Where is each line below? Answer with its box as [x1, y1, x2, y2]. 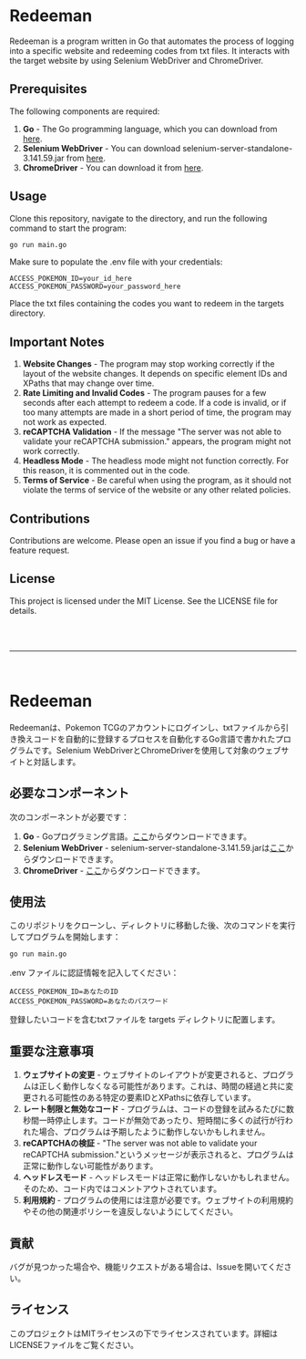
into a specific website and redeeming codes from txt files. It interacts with [9, 45, 290, 56]
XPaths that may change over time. [22, 378, 155, 389]
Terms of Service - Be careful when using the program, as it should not [22, 475, 291, 486]
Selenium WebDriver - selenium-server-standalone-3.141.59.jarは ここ [22, 842, 287, 853]
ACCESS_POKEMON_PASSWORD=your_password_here [9, 282, 181, 292]
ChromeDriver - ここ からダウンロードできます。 [22, 865, 205, 876]
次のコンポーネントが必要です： [9, 811, 129, 822]
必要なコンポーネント [9, 785, 129, 801]
